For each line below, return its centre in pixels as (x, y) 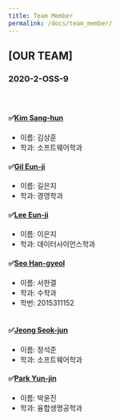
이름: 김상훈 (38, 138)
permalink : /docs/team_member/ (60, 23)
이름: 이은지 (38, 234)
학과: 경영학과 (42, 196)
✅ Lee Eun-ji (28, 215)
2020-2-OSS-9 (39, 79)
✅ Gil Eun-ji (27, 167)
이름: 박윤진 (38, 398)
